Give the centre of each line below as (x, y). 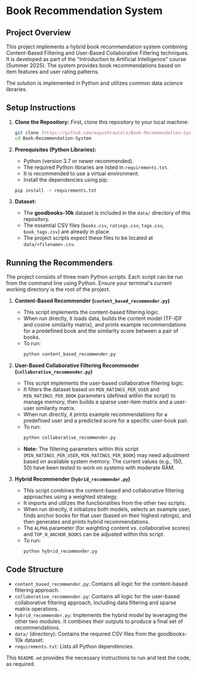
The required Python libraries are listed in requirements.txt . (96, 167)
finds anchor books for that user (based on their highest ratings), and (107, 515)
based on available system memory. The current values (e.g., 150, (103, 461)
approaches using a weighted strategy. (71, 497)
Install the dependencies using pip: (66, 179)
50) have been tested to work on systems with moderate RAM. (99, 468)
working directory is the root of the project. (58, 289)
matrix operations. (37, 609)
